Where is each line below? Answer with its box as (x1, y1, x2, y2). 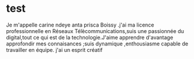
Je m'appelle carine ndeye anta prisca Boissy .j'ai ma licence (6, 21, 154, 28)
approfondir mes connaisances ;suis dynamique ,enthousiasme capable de (6, 40, 189, 47)
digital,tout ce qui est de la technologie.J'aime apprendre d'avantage (6, 34, 173, 41)
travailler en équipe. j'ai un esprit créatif (6, 46, 103, 53)
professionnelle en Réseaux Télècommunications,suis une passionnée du (6, 27, 185, 34)
